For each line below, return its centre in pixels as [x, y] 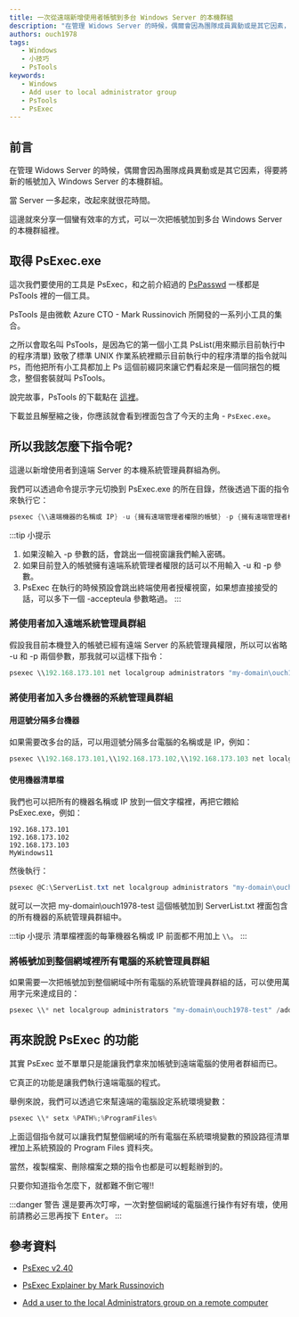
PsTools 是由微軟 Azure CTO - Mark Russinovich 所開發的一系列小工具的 [142, 314]
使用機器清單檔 [36, 780]
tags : [19, 42]
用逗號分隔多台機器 [44, 720]
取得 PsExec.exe [56, 261]
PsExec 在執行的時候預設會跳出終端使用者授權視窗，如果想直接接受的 [149, 587]
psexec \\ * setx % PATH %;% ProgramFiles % [83, 1118]
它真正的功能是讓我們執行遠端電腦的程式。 [87, 1082]
